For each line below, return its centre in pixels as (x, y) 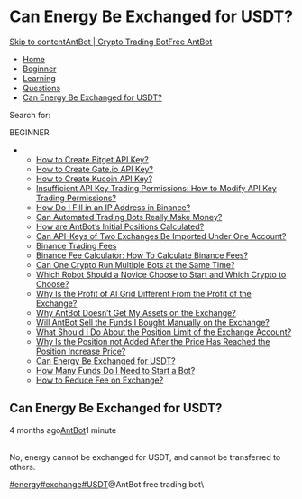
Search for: (30, 115)
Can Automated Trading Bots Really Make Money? (129, 217)
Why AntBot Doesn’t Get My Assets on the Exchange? (136, 312)
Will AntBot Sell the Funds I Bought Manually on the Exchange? (153, 322)
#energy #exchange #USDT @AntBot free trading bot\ (107, 484)
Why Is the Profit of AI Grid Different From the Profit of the (143, 293)
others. (23, 467)
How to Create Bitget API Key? (92, 159)
